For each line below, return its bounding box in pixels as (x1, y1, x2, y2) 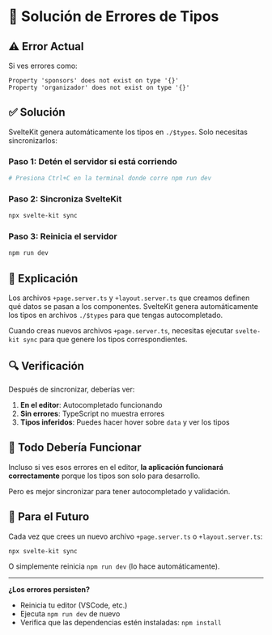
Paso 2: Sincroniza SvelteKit (8, 193, 122, 205)
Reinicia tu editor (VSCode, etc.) (19, 600, 128, 610)
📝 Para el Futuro (8, 510, 90, 524)
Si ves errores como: (8, 61, 79, 70)
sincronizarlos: (8, 135, 58, 145)
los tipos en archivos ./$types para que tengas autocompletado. (8, 311, 223, 320)
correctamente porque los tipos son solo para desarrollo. (8, 471, 201, 480)
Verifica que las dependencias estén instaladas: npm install (19, 618, 222, 628)
